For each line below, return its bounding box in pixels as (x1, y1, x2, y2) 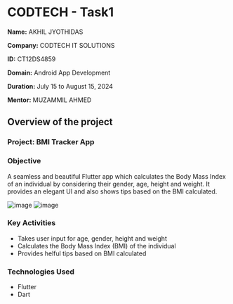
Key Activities (7, 218, 56, 228)
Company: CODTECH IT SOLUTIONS (7, 41, 115, 49)
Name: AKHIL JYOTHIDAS (7, 27, 84, 36)
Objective (7, 156, 41, 166)
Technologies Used (7, 267, 75, 277)
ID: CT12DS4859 (7, 54, 56, 63)
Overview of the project (7, 116, 114, 128)
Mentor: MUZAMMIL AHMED (7, 96, 92, 104)
